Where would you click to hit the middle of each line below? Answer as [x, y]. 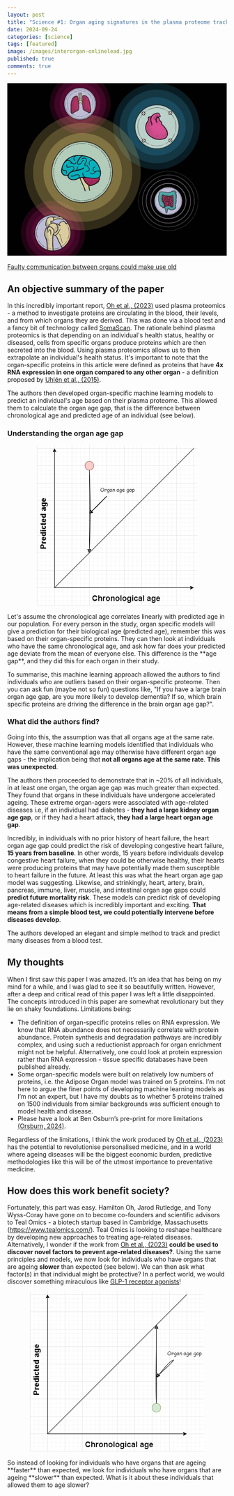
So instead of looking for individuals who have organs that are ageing [107, 1463]
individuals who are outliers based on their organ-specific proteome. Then [114, 681]
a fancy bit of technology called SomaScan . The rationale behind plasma [111, 328]
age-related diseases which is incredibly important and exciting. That [107, 904]
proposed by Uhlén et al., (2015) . [54, 380]
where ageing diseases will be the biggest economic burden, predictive [110, 1154]
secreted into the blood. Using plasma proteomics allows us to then [104, 350]
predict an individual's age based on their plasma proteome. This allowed [112, 401]
